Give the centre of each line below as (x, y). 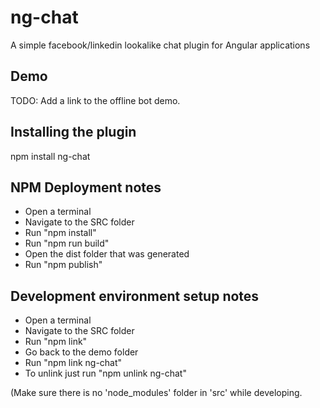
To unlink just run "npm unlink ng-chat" (105, 373)
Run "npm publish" (63, 265)
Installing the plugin (73, 132)
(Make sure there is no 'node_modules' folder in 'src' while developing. (156, 393)
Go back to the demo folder (81, 352)
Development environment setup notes (135, 296)
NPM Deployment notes (86, 187)
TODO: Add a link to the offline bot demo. (95, 100)
